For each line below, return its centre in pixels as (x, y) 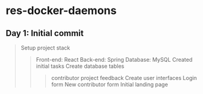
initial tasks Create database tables (80, 66)
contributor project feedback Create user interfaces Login (124, 78)
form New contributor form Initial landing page (110, 84)
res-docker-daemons (61, 11)
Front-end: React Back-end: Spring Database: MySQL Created (114, 60)
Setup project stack (45, 48)
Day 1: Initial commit (45, 33)
